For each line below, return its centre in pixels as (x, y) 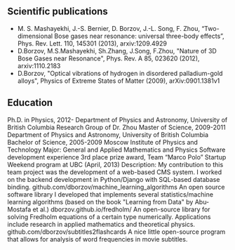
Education (30, 103)
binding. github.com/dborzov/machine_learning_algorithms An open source (116, 187)
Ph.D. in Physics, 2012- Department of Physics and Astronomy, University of (117, 119)
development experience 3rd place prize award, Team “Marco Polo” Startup (117, 157)
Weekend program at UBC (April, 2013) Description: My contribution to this (115, 164)
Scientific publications (58, 12)
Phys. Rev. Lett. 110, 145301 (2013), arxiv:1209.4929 (92, 43)
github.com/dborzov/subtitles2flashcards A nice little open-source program (116, 232)
